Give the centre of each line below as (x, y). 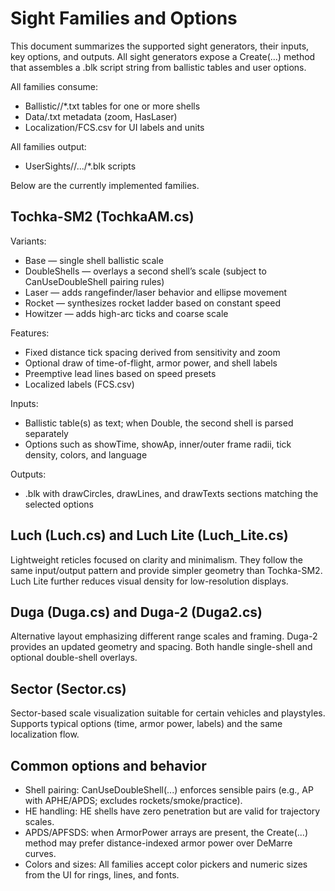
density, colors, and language (86, 454)
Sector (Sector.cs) (68, 688)
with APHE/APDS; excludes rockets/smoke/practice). (133, 800)
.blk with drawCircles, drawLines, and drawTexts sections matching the (171, 493)
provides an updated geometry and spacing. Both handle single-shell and (161, 647)
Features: (30, 333)
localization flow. (45, 734)
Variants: (28, 241)
